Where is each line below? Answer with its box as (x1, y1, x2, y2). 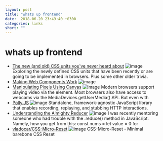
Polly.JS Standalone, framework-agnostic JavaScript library (12, 100, 153, 106)
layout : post (5, 7, 32, 12)
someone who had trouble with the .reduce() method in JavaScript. (12, 115, 149, 121)
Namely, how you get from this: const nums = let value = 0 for (12, 121, 138, 127)
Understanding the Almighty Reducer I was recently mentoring (12, 110, 159, 116)
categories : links (5, 21, 43, 26)
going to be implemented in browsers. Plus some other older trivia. (12, 73, 148, 79)
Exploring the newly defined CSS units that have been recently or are (12, 69, 153, 74)
